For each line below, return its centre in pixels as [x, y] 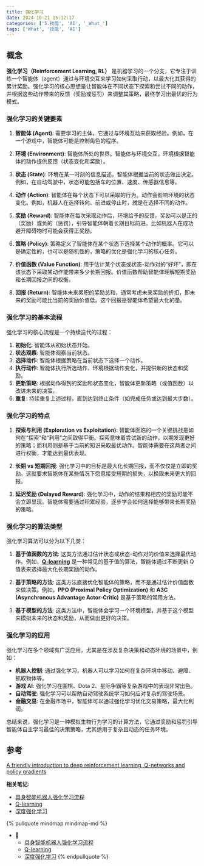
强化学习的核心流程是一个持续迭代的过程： [59, 332]
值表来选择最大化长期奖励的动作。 [58, 569]
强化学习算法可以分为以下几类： [46, 541]
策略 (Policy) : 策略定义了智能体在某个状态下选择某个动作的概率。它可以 [104, 244]
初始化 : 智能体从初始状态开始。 [54, 345]
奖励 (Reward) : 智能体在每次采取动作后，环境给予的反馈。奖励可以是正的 [106, 216]
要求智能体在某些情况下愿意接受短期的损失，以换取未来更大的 [114, 473]
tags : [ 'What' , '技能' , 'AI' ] [43, 29]
